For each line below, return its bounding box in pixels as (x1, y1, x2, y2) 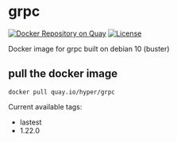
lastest (19, 117, 42, 127)
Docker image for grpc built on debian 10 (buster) (8, 44, 170, 53)
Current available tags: (8, 102, 83, 111)
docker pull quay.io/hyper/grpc (8, 88, 115, 96)
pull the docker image (8, 67, 118, 81)
